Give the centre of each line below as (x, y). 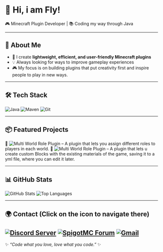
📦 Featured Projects (37, 130)
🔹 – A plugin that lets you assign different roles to (80, 144)
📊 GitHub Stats (29, 180)
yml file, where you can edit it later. (40, 159)
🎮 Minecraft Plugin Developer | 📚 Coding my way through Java (69, 23)
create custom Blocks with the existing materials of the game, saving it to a (80, 154)
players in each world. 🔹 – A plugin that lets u (76, 149)
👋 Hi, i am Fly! (33, 10)
